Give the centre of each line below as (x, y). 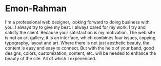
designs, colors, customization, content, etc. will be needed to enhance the (80, 53)
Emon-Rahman (36, 9)
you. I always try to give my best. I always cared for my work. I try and (75, 27)
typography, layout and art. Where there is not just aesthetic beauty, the (77, 43)
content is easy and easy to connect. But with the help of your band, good (80, 48)
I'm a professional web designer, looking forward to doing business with (77, 22)
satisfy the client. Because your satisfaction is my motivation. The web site (80, 32)
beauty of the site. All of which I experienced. (51, 58)
